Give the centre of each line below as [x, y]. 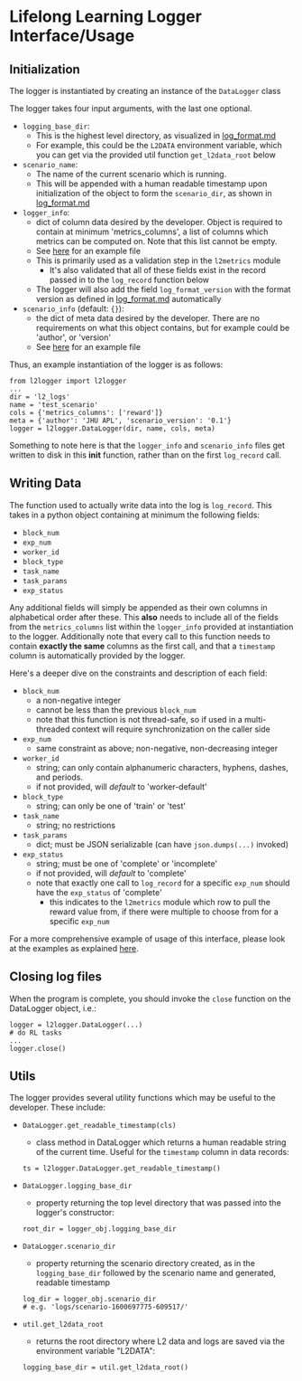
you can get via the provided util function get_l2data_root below [156, 155]
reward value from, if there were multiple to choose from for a [164, 912]
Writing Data [46, 483]
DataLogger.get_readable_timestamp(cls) [99, 1126]
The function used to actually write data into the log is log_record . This [141, 505]
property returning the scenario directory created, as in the [145, 1263]
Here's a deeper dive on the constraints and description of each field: [138, 673]
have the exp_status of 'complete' [99, 892]
